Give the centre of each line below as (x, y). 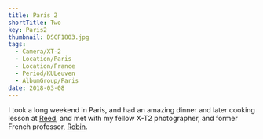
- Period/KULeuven (46, 73)
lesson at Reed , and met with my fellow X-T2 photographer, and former (123, 119)
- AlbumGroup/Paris (47, 80)
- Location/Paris (44, 59)
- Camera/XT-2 (38, 52)
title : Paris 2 (33, 15)
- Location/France (46, 66)
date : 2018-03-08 (37, 88)
